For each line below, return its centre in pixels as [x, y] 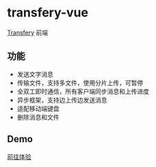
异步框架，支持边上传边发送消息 [62, 100]
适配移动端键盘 [38, 109]
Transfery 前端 [28, 32]
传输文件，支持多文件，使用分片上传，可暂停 [80, 82]
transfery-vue [48, 13]
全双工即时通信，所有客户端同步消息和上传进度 [83, 91]
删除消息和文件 [38, 117]
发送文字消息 [35, 74]
